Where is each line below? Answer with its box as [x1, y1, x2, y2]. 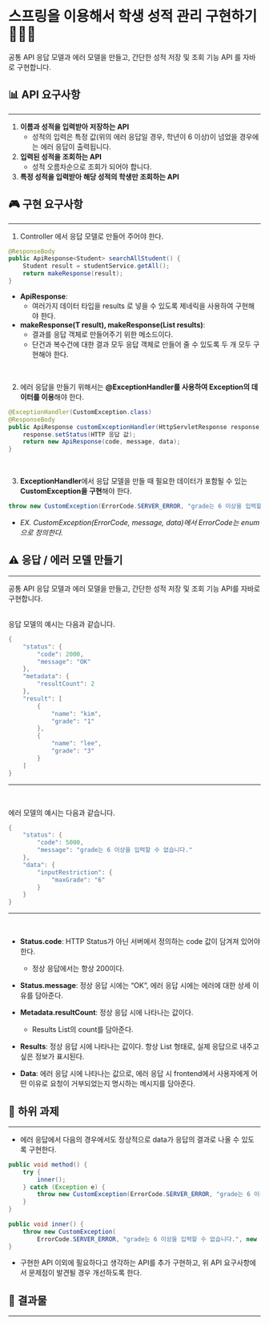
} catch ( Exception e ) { [22, 1182, 106, 1191]
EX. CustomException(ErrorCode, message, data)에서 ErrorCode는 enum [19, 518, 260, 528]
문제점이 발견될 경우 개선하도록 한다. [28, 1268, 143, 1278]
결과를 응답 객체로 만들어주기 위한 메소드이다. [31, 329, 174, 339]
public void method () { [8, 1160, 88, 1169]
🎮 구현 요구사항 [8, 198, 83, 211]
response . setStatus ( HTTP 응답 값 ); [22, 430, 136, 439]
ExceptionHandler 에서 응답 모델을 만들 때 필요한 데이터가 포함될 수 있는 [19, 476, 248, 486]
